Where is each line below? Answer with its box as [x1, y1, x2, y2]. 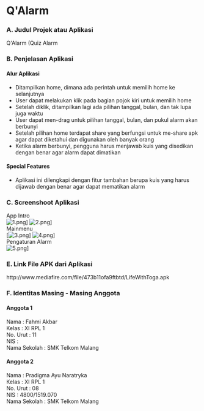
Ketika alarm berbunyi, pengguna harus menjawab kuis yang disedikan [15, 142, 194, 149]
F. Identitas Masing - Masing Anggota [6, 289, 120, 298]
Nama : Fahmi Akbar [6, 318, 58, 325]
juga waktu [15, 110, 43, 117]
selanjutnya [15, 90, 45, 97]
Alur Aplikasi [6, 70, 40, 77]
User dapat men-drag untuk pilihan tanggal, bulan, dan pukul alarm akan [15, 116, 198, 123]
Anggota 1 [6, 304, 33, 311]
